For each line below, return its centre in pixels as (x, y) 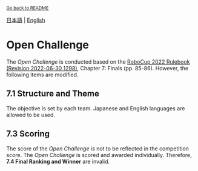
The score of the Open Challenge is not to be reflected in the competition (98, 149)
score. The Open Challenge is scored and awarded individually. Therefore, (99, 155)
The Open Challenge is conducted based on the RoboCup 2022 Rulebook (98, 62)
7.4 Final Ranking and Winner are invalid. (58, 161)
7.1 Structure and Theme (53, 94)
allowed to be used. (31, 115)
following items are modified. (42, 75)
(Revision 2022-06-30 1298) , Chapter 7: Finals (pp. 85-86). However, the (97, 68)
